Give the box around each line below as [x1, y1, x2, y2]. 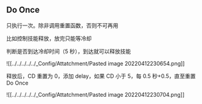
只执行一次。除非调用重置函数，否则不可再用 [6, 21, 119, 29]
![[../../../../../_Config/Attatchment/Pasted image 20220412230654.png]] [6, 60, 185, 67]
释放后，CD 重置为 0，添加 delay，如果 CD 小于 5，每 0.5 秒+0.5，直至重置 [6, 72, 196, 80]
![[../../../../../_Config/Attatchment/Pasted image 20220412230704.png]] [6, 91, 185, 98]
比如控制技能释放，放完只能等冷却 [6, 35, 92, 42]
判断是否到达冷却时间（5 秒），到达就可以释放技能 [6, 47, 131, 55]
